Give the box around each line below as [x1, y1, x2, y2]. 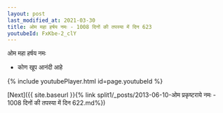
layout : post [7, 10, 46, 18]
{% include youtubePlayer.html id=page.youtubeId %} [7, 77, 163, 86]
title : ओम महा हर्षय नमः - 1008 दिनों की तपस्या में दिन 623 [7, 23, 152, 30]
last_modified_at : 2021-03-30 [7, 17, 96, 24]
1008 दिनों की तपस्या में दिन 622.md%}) [7, 99, 106, 107]
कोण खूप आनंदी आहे [17, 63, 63, 72]
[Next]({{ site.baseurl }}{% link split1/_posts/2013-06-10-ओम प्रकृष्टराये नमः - [7, 91, 216, 99]
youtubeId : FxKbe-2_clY [7, 29, 77, 37]
